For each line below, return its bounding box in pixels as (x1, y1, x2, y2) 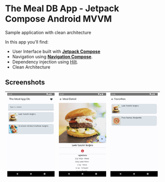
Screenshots (5, 78, 45, 87)
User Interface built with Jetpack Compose (12, 48, 101, 54)
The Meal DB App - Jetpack (5, 3, 119, 14)
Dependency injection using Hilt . (12, 59, 79, 65)
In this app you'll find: (5, 39, 49, 45)
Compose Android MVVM (5, 13, 112, 24)
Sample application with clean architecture (5, 29, 92, 35)
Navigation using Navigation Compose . (12, 53, 93, 59)
